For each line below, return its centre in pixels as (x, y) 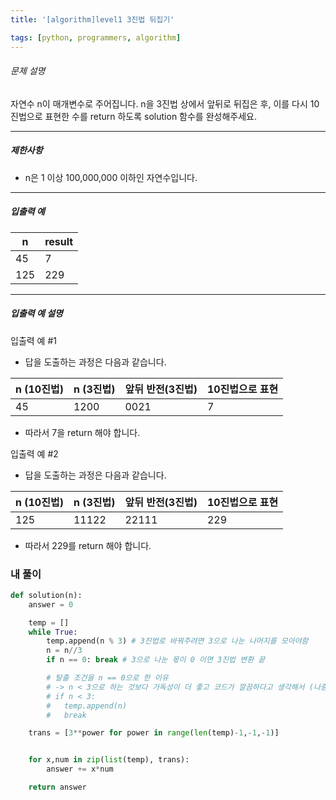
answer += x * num (80, 769)
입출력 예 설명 (36, 313)
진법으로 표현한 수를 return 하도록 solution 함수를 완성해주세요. (133, 116)
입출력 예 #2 (34, 453)
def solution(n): (46, 595)
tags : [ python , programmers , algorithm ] (96, 37)
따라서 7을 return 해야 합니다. (82, 432)
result (59, 241)
